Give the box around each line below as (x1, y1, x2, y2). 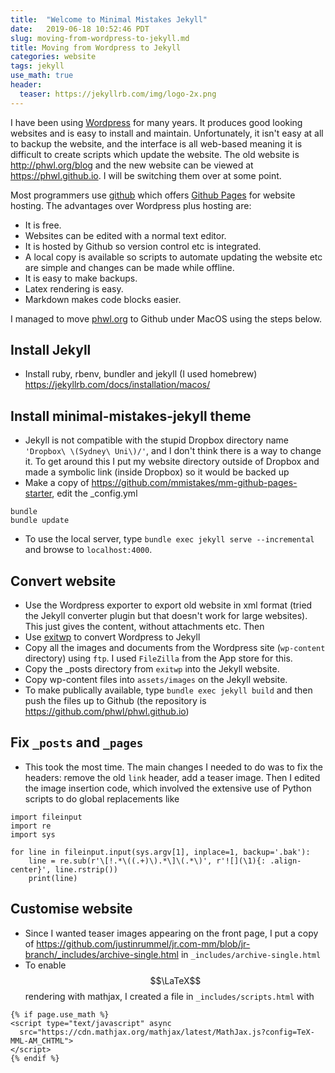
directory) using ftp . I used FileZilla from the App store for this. (24, 652, 293, 665)
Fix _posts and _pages (10, 734, 144, 751)
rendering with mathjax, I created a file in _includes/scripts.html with (24, 990, 315, 1002)
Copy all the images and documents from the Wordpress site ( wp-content (24, 642, 326, 654)
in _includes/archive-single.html (180, 948, 322, 960)
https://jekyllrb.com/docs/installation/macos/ (24, 379, 211, 391)
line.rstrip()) (54, 864, 118, 875)
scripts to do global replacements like (24, 792, 180, 805)
